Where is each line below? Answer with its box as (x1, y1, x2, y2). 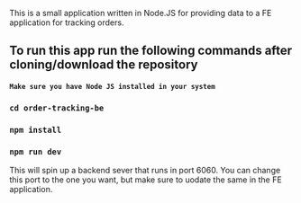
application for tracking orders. (9, 17, 124, 28)
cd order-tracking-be (9, 102, 105, 113)
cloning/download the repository (9, 57, 198, 73)
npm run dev (9, 146, 62, 156)
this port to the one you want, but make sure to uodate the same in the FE (9, 174, 282, 185)
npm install (9, 125, 62, 135)
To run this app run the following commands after (9, 43, 293, 58)
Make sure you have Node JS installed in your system (9, 82, 216, 91)
